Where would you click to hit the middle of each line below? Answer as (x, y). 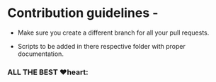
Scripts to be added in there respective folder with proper (101, 46)
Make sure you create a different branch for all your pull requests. (113, 33)
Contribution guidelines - (83, 13)
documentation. (40, 54)
